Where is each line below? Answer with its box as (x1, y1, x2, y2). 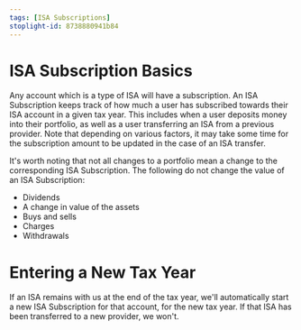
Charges (22, 221, 55, 232)
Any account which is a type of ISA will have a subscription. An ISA (9, 90, 259, 101)
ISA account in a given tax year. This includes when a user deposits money (9, 109, 287, 120)
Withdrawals (22, 231, 69, 242)
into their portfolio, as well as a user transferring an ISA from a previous (9, 119, 275, 130)
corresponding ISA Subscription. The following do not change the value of (9, 165, 286, 176)
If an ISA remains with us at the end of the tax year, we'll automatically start (9, 292, 289, 303)
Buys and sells (22, 211, 77, 222)
